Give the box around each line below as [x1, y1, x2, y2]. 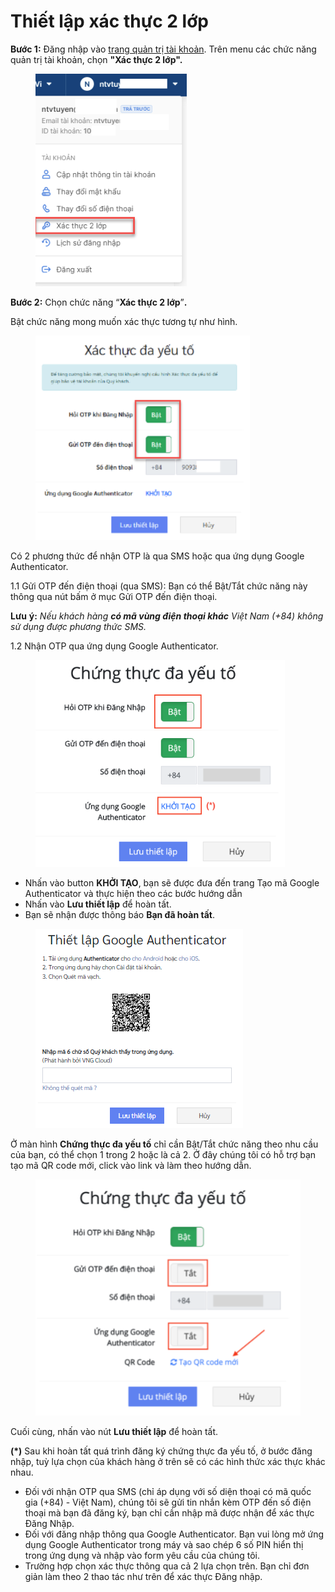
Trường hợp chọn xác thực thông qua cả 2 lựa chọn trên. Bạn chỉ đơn [24, 1560, 310, 1572]
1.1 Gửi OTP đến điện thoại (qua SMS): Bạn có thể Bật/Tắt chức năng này [10, 580, 308, 592]
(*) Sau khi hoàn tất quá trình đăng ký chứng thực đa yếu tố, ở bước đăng [10, 1445, 313, 1457]
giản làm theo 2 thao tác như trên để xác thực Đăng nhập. [24, 1571, 263, 1583]
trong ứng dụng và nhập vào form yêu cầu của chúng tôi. [24, 1550, 260, 1562]
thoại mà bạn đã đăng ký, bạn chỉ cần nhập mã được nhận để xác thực [24, 1507, 315, 1519]
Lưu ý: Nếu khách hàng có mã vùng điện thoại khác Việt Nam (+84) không [10, 610, 324, 622]
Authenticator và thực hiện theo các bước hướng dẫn [24, 887, 243, 899]
